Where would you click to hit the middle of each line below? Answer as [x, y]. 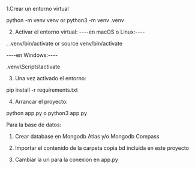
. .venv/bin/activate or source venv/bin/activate [64, 43]
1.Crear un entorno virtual [37, 9]
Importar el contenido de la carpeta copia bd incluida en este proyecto [102, 148]
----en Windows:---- [32, 55]
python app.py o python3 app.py [46, 113]
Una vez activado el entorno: [50, 78]
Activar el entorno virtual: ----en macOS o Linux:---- [80, 32]
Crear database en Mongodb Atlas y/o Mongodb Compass [87, 136]
